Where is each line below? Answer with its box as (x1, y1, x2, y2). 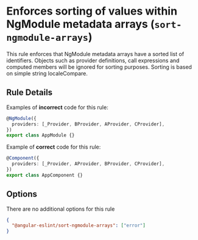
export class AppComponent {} (6, 172, 83, 178)
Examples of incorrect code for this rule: (6, 104, 108, 111)
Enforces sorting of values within (6, 4, 178, 18)
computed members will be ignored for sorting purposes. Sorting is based (6, 63, 192, 71)
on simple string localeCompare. (6, 69, 88, 77)
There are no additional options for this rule (6, 205, 115, 213)
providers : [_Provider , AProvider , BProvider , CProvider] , (12, 161, 165, 167)
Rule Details (6, 87, 53, 98)
